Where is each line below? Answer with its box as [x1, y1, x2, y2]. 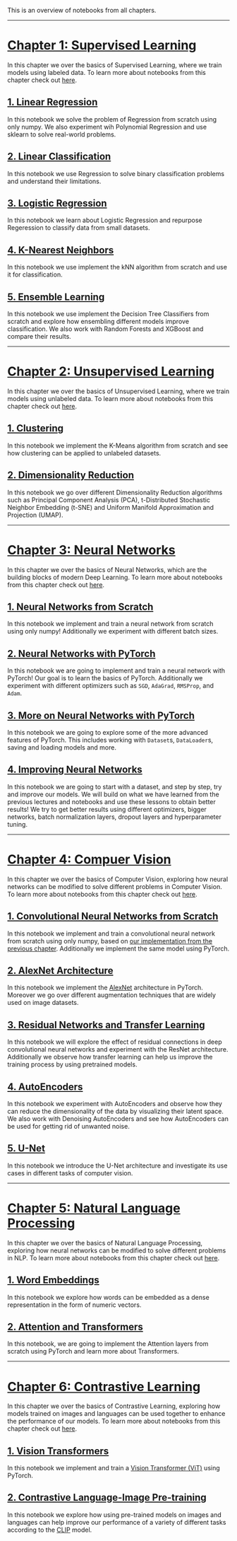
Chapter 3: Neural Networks [7, 542, 176, 558]
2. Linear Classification [7, 151, 111, 163]
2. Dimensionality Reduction [7, 470, 134, 482]
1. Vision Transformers [7, 1445, 109, 1457]
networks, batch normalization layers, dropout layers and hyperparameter [7, 813, 222, 821]
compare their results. [7, 332, 72, 340]
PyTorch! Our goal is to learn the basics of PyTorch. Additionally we [7, 674, 203, 682]
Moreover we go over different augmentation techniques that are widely [7, 991, 217, 999]
